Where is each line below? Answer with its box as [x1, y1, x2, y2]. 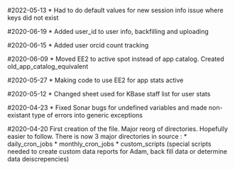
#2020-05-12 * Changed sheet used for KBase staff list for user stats [7, 90, 211, 98]
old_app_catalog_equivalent [7, 62, 89, 70]
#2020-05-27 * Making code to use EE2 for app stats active [7, 76, 184, 84]
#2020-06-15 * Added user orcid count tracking [7, 41, 149, 49]
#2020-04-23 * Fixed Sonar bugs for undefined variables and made [7, 103, 207, 112]
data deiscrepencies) [7, 155, 70, 163]
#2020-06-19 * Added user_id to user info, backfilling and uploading [7, 28, 209, 35]
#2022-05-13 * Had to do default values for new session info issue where [7, 6, 224, 14]
